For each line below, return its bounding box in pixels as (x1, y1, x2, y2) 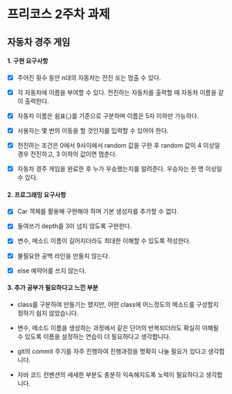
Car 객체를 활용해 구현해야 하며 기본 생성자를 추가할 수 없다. (17, 207, 179, 216)
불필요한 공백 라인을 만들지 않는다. (17, 251, 110, 260)
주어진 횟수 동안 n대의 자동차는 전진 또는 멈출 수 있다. (17, 74, 161, 82)
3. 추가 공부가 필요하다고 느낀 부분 (7, 284, 98, 292)
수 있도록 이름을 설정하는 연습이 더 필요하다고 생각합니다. (17, 332, 171, 341)
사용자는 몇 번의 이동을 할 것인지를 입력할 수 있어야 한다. (17, 126, 169, 135)
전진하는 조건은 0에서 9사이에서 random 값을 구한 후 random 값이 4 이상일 (17, 142, 220, 150)
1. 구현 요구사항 (7, 57, 48, 65)
